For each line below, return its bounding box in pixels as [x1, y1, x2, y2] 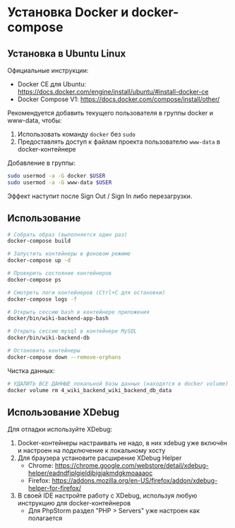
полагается [28, 514, 63, 522]
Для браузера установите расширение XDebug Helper [17, 454, 182, 462]
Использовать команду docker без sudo [17, 130, 135, 138]
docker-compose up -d [7, 257, 71, 264]
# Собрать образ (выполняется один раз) [7, 231, 128, 238]
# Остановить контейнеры [7, 348, 80, 355]
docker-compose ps [7, 276, 61, 283]
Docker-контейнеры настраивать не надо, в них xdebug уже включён [17, 439, 228, 447]
